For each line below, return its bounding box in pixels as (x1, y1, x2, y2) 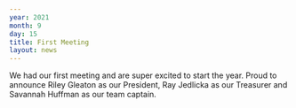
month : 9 (9, 21, 42, 30)
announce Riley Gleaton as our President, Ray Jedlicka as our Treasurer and (9, 80, 288, 90)
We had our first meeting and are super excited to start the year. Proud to (9, 70, 277, 81)
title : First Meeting (9, 37, 90, 47)
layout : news (9, 46, 58, 55)
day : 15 (9, 29, 38, 38)
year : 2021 (9, 12, 50, 22)
